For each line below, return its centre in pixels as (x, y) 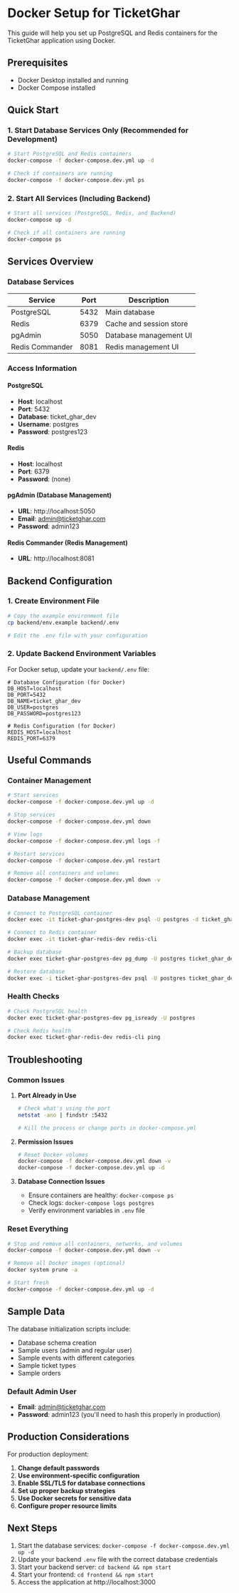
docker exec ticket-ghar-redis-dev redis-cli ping (84, 1038)
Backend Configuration (60, 581)
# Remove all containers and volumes (63, 874)
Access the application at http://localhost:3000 (87, 1582)
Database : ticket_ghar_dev (57, 416)
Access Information (42, 369)
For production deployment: (48, 1454)
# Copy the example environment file (63, 616)
